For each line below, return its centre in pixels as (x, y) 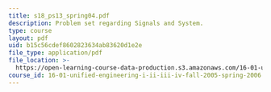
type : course (30, 30)
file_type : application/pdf (56, 53)
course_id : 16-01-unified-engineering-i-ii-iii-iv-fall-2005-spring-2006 (135, 75)
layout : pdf (28, 38)
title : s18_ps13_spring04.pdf (59, 16)
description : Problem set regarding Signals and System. (106, 23)
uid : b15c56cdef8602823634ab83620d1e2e (75, 46)
